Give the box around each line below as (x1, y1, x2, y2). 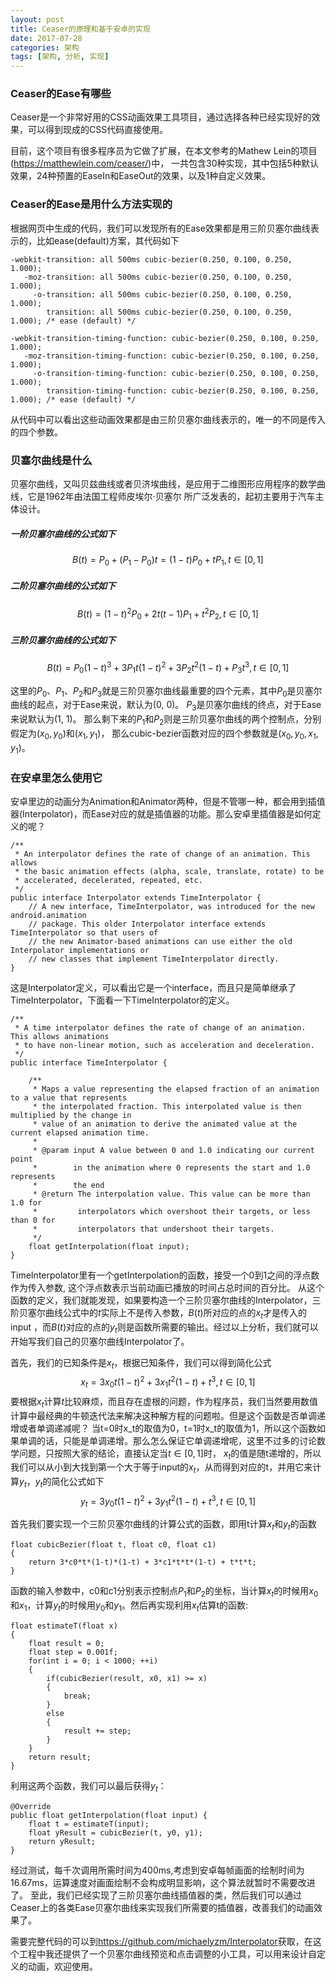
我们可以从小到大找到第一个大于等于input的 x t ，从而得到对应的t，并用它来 (10, 1461, 313, 1476)
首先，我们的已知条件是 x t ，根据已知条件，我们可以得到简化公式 (10, 1356, 272, 1371)
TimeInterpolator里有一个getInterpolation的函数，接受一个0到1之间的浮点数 (10, 1269, 320, 1281)
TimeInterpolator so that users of (10, 927, 159, 938)
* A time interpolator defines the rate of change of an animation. (14, 1022, 307, 1033)
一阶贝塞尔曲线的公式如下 (10, 527, 116, 540)
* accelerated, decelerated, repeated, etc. (14, 875, 203, 885)
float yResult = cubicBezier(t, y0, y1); (28, 1827, 203, 1838)
